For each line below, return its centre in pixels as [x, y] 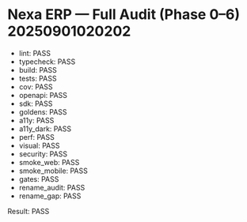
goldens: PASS [43, 111]
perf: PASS [36, 137]
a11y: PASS [36, 120]
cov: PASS [36, 87]
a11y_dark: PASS [45, 129]
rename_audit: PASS [52, 187]
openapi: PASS [43, 95]
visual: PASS [39, 145]
